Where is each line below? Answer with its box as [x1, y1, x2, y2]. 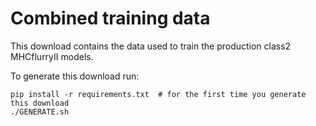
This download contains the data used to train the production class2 [10, 40, 292, 52]
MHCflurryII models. [10, 50, 94, 62]
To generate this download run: [10, 70, 140, 82]
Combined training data [10, 7, 211, 30]
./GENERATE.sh [10, 107, 70, 117]
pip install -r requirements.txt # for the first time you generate [10, 89, 307, 99]
